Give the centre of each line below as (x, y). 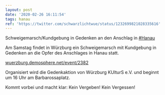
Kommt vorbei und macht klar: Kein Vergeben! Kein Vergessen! (70, 87)
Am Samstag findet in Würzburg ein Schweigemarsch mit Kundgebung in (81, 47)
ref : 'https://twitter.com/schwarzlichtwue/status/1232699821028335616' (83, 24)
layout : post (19, 10)
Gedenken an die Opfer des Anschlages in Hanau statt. (62, 53)
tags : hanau (18, 19)
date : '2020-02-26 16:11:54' (36, 14)
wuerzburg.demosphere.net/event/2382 (47, 62)
